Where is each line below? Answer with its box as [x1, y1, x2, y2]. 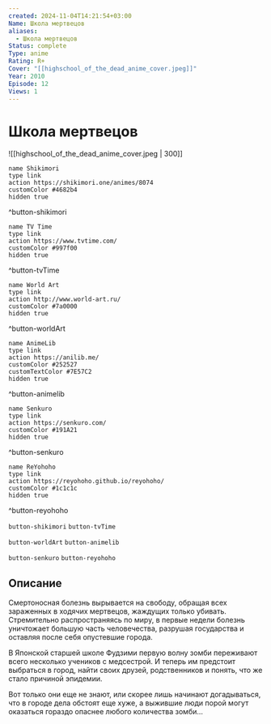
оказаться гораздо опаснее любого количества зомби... [8, 707, 204, 717]
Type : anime [8, 49, 49, 58]
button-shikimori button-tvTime [8, 523, 116, 531]
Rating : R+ [8, 58, 45, 66]
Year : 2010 [8, 72, 45, 80]
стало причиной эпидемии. [8, 674, 103, 683]
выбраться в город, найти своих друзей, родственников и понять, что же [8, 666, 263, 675]
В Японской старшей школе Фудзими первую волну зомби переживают [8, 648, 258, 658]
